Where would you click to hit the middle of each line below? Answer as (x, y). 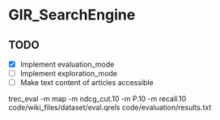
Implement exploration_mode (69, 74)
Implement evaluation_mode (67, 64)
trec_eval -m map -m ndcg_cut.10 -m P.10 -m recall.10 (97, 99)
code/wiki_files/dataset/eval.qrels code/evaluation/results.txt (110, 108)
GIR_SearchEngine (72, 15)
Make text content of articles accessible (87, 83)
